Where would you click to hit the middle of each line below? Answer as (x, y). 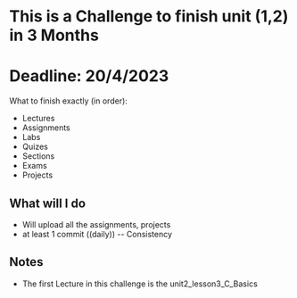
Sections (38, 156)
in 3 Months (54, 35)
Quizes (35, 147)
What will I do (48, 203)
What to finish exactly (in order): (68, 101)
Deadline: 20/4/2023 (89, 76)
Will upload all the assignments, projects (96, 224)
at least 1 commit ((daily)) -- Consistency (97, 234)
